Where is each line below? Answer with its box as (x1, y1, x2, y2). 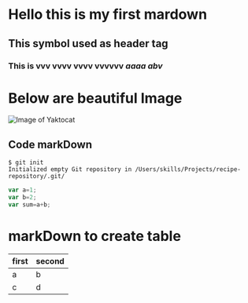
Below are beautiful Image (8, 89, 183, 107)
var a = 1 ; (8, 186, 37, 194)
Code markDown (8, 137, 93, 151)
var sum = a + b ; (8, 201, 51, 209)
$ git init (8, 159, 44, 166)
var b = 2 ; (8, 194, 37, 202)
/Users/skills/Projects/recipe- (135, 166, 242, 173)
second (35, 255, 65, 266)
